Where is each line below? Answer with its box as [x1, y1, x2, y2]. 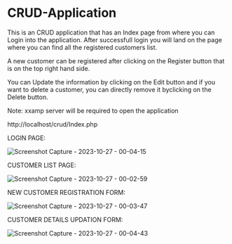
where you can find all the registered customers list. [7, 43, 158, 51]
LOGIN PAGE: [7, 134, 46, 142]
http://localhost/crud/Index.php [7, 120, 98, 128]
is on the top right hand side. [7, 64, 90, 72]
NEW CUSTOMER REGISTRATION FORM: [7, 188, 126, 196]
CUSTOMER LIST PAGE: [7, 160, 76, 169]
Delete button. [7, 93, 48, 101]
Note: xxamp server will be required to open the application [7, 106, 179, 115]
